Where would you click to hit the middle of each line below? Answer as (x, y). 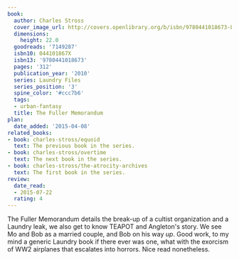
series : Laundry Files (47, 80)
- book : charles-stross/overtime (57, 153)
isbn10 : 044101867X (43, 54)
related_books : (30, 133)
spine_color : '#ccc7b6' (49, 93)
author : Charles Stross (49, 21)
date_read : (30, 185)
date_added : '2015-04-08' (52, 126)
